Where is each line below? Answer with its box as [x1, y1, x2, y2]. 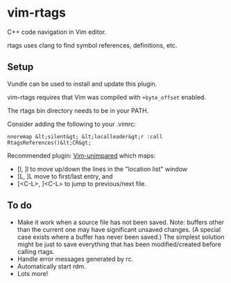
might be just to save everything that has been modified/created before [17, 240, 222, 248]
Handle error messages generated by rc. [17, 255, 134, 263]
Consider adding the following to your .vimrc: [7, 120, 137, 128]
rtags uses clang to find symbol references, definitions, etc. [7, 41, 178, 49]
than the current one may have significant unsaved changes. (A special [17, 225, 221, 233]
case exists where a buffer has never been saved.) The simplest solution [17, 232, 225, 241]
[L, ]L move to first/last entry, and [17, 172, 113, 181]
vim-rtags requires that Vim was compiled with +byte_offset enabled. [7, 93, 207, 101]
